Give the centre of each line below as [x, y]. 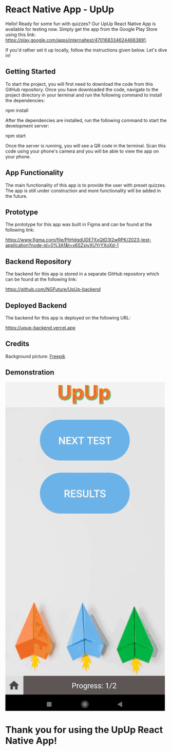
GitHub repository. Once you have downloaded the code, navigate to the [82, 89]
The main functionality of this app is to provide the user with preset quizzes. [86, 185]
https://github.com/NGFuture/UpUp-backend [53, 289]
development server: [27, 126]
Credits [17, 344]
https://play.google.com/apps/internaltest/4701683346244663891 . [76, 40]
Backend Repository [39, 261]
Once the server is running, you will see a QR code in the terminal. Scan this [85, 145]
